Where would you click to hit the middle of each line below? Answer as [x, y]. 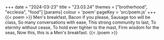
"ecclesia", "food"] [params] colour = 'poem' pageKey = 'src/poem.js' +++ [81, 12]
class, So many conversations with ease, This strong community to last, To [81, 22]
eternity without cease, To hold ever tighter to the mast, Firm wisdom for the [82, 27]
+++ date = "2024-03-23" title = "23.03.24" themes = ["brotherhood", [76, 7]
